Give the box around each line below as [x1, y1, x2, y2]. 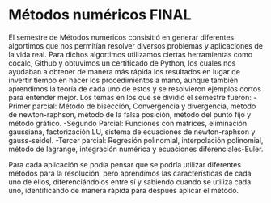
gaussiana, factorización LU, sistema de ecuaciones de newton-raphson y [8, 127, 256, 137]
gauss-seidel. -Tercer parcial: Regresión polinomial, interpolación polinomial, [8, 135, 264, 145]
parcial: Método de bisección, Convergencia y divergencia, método [32, 101, 256, 111]
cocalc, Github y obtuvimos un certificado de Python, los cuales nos [8, 58, 236, 68]
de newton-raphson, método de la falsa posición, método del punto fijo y [8, 109, 252, 119]
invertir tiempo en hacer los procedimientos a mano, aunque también [8, 75, 239, 85]
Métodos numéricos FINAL [8, 6, 192, 24]
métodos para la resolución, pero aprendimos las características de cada [8, 168, 252, 178]
